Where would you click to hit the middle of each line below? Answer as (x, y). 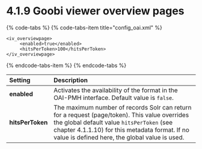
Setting (20, 80)
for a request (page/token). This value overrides (121, 115)
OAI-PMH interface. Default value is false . (114, 98)
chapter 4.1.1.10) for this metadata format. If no (121, 130)
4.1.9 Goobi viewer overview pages (95, 11)
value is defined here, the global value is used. (119, 137)
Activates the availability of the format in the (116, 90)
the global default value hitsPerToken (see (113, 122)
